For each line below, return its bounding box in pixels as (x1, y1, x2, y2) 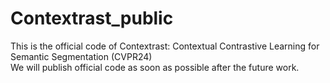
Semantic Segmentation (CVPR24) (10, 50, 153, 62)
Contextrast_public (10, 7, 174, 30)
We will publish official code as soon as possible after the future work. (10, 61, 300, 73)
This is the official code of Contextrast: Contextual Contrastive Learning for (10, 40, 320, 52)
